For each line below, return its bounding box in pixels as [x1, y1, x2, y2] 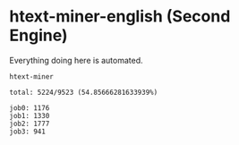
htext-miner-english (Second [9, 6, 231, 27]
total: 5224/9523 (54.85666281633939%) [9, 88, 158, 97]
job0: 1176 [9, 103, 50, 113]
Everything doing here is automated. [9, 55, 143, 65]
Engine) [9, 25, 69, 46]
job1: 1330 [9, 111, 50, 120]
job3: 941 [9, 127, 47, 136]
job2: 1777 [9, 119, 50, 128]
